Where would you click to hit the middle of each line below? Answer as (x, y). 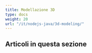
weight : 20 (17, 19)
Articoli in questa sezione (46, 44)
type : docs (17, 14)
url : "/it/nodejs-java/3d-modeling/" (45, 24)
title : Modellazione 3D (30, 10)
